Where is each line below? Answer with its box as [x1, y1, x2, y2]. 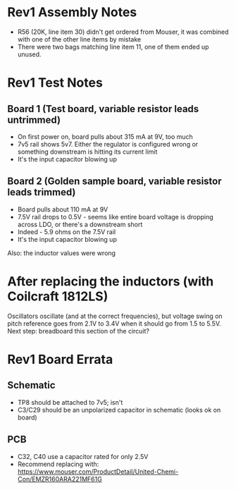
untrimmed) [7, 114, 61, 125]
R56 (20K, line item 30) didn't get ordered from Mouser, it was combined [17, 27, 229, 36]
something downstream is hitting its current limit [17, 147, 158, 156]
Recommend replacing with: [17, 460, 99, 468]
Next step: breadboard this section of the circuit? [7, 326, 150, 335]
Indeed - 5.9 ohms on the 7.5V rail [17, 227, 116, 236]
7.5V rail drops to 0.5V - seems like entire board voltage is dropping [17, 212, 213, 221]
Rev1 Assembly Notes [7, 4, 137, 20]
